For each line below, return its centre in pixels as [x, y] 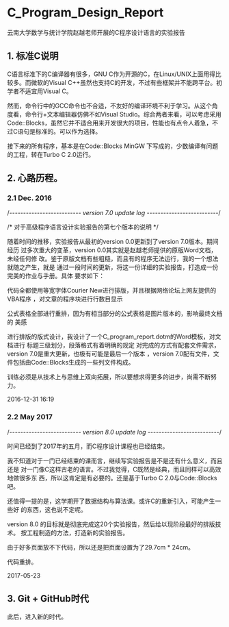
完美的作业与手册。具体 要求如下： [56, 276]
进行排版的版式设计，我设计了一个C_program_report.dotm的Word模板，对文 [114, 336]
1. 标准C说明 [33, 56]
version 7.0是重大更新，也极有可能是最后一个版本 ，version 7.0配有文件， [110, 354]
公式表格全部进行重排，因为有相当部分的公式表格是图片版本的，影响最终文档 [115, 314]
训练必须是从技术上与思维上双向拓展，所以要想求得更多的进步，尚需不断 [109, 377]
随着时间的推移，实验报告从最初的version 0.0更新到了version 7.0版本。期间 [113, 242]
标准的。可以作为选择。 [68, 131]
